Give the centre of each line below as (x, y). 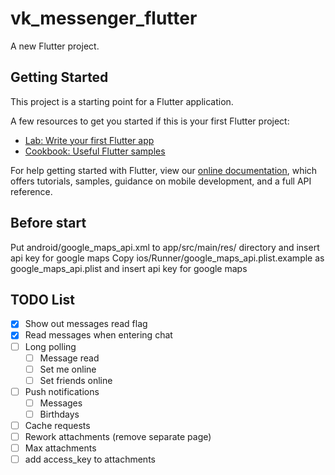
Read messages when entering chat (98, 335)
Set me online (68, 369)
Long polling (50, 346)
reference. (31, 191)
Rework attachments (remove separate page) (118, 436)
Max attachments (60, 448)
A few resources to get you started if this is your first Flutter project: (150, 121)
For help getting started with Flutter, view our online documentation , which (164, 170)
